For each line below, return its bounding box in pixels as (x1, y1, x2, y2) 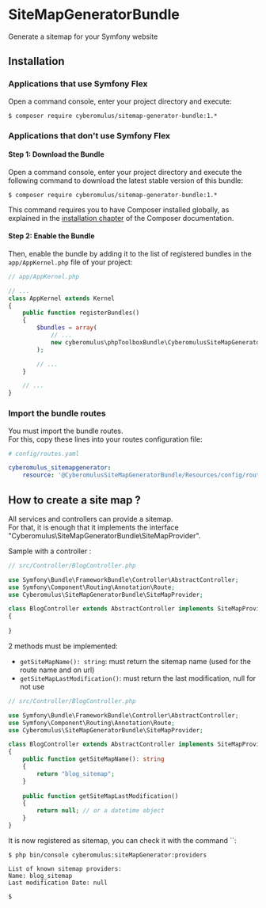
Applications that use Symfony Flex (8, 78, 148, 89)
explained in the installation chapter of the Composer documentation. (8, 213, 234, 222)
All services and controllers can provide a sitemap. (8, 514, 173, 523)
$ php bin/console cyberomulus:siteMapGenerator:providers (8, 851, 207, 859)
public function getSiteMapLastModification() (22, 792, 179, 800)
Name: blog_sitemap (8, 872, 73, 880)
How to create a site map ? (8, 493, 141, 507)
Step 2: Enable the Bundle (8, 231, 95, 241)
